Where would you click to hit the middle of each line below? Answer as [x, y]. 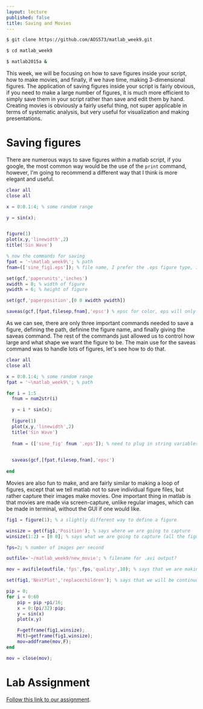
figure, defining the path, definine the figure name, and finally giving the [96, 330]
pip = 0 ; [17, 591]
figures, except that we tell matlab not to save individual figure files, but [95, 489]
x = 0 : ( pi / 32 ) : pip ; [42, 608]
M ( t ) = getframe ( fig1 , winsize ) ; [55, 636]
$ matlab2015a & [27, 62]
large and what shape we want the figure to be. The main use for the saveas [101, 343]
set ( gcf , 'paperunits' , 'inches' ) [47, 278]
